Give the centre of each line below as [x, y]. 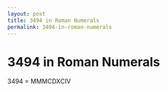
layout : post [27, 14]
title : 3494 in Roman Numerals [53, 20]
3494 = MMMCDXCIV [39, 81]
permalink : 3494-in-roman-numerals [60, 27]
